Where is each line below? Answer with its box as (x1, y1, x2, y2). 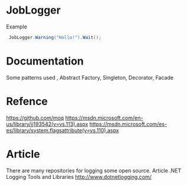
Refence (6, 94, 48, 108)
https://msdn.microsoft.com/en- (65, 114, 143, 121)
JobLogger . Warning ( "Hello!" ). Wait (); (8, 34, 101, 40)
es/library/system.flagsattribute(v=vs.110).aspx (6, 126, 119, 133)
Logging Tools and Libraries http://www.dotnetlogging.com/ (6, 173, 152, 180)
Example (6, 23, 28, 30)
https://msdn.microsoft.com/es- (89, 120, 167, 128)
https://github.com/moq (6, 114, 64, 121)
